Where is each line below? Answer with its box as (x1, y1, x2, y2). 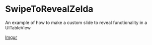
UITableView (5, 24, 31, 30)
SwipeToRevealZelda (5, 3, 93, 15)
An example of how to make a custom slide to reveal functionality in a (5, 20, 148, 25)
